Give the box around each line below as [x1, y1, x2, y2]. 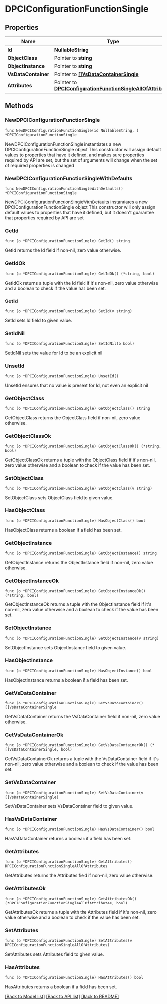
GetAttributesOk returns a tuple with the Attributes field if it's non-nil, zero [5, 909, 157, 915]
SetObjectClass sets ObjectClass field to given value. [5, 495, 114, 501]
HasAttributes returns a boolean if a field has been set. [5, 984, 117, 990]
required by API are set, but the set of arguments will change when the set [5, 157, 158, 163]
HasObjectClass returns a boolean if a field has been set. [5, 527, 122, 533]
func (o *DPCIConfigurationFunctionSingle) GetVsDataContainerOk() [5, 743, 148, 748]
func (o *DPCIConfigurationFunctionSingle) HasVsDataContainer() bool [5, 827, 155, 832]
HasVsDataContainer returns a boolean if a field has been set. [5, 836, 132, 842]
